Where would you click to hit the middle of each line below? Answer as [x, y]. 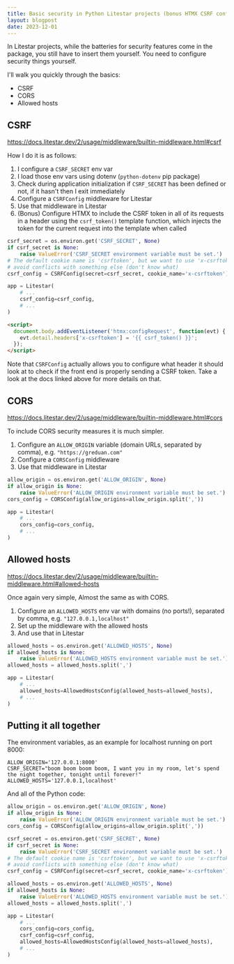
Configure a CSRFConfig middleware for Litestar [85, 199]
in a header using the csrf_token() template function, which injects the [119, 221]
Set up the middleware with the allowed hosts [83, 625]
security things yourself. [42, 61]
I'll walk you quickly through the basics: [64, 75]
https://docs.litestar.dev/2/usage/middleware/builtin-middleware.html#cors [115, 417]
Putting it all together [54, 726]
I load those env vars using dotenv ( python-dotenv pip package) [109, 177]
